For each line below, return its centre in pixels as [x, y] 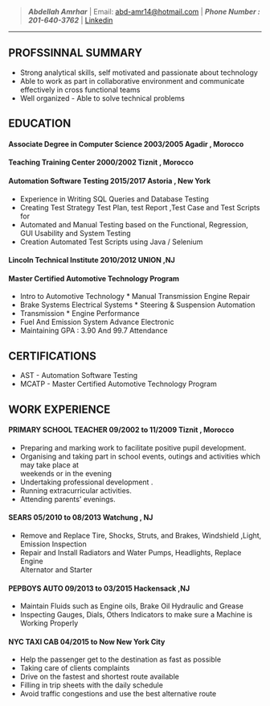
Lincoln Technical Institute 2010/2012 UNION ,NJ [92, 260]
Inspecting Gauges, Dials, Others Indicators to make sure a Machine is [136, 615]
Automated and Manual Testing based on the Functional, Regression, [134, 224]
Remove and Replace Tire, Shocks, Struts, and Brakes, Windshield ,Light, [141, 536]
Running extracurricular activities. [76, 490]
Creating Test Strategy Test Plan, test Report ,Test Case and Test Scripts [140, 207]
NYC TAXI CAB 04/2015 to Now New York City [87, 642]
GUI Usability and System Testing [75, 233]
